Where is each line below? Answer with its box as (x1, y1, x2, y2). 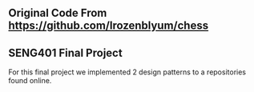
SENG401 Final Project (8, 46, 123, 59)
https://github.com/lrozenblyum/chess (8, 19, 209, 33)
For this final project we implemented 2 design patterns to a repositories (8, 67, 247, 77)
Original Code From (8, 6, 107, 20)
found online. (8, 76, 52, 86)
